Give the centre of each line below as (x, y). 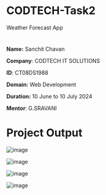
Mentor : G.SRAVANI (32, 108)
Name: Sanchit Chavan (36, 49)
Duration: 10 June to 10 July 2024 (49, 97)
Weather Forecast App (35, 28)
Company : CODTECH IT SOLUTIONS (53, 61)
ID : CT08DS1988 (28, 73)
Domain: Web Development (41, 85)
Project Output (44, 133)
